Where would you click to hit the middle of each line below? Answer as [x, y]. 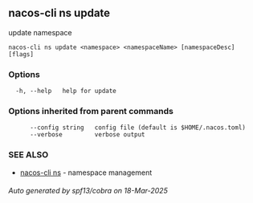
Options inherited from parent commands [91, 112]
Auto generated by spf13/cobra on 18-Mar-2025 [88, 191]
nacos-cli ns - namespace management [86, 173]
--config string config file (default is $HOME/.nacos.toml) [138, 128]
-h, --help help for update [66, 91]
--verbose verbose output [88, 135]
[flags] [21, 54]
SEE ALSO [29, 155]
